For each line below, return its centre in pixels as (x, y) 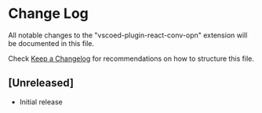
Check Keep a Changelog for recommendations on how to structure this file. (131, 58)
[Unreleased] (41, 83)
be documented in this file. (51, 43)
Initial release (41, 101)
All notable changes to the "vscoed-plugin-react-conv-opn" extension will (128, 35)
